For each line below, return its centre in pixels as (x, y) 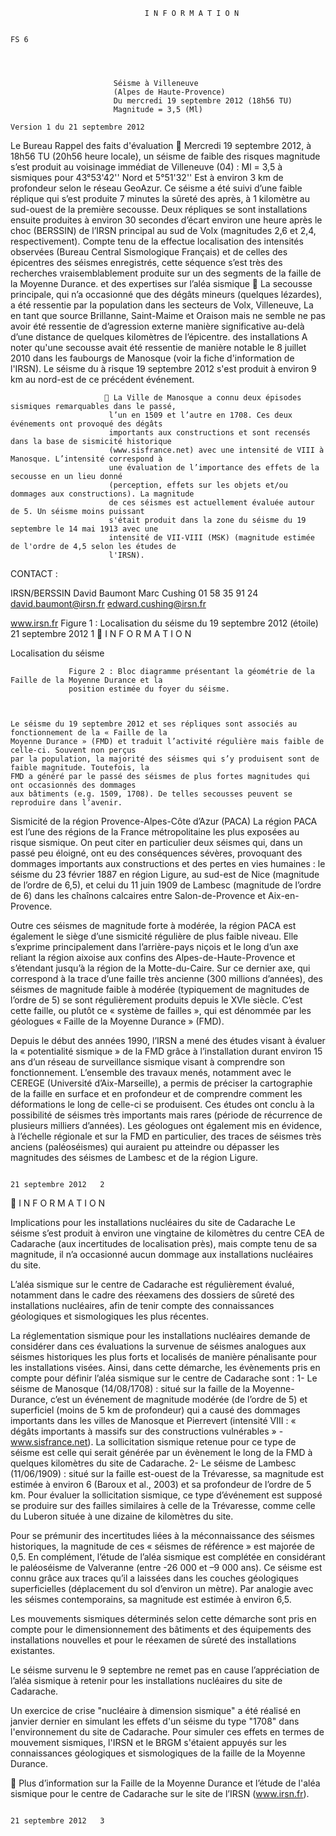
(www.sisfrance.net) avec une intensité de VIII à (216, 450)
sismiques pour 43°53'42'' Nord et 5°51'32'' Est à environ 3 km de (147, 177)
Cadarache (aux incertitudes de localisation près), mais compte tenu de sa (163, 1243)
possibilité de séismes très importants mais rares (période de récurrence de (166, 1115)
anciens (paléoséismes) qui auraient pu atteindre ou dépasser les (145, 1147)
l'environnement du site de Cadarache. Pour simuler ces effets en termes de (167, 1732)
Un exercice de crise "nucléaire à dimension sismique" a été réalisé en (155, 1710)
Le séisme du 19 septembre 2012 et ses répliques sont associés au (154, 724)
